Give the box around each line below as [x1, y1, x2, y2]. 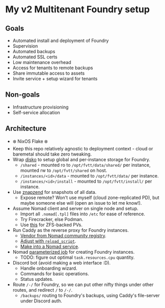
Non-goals [5, 91, 40, 99]
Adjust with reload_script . [20, 238, 76, 244]
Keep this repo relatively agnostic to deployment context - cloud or [12, 145, 153, 151]
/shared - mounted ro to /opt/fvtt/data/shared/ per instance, [20, 162, 151, 168]
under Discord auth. [20, 298, 62, 304]
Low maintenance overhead [12, 59, 71, 65]
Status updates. [20, 276, 53, 282]
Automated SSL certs [12, 54, 58, 60]
